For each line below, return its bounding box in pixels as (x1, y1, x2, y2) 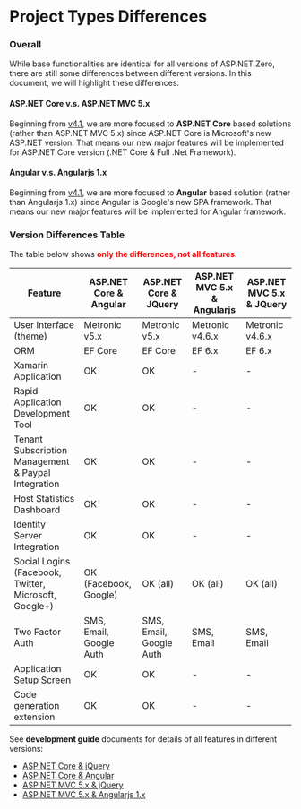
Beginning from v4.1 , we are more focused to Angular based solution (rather (9, 186, 291, 198)
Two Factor (13, 625, 61, 638)
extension (13, 710, 56, 723)
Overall (9, 39, 42, 51)
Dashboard (13, 503, 61, 516)
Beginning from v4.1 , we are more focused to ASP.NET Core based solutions (9, 118, 292, 129)
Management (13, 455, 70, 468)
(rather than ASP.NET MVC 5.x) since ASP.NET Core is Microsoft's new (9, 127, 271, 138)
